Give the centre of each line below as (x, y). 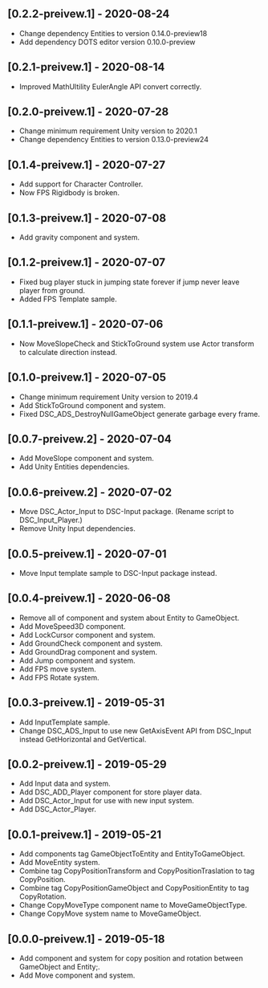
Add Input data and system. (65, 784)
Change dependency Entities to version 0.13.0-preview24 (114, 140)
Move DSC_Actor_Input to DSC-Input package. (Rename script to (126, 512)
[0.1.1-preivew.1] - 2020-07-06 (85, 324)
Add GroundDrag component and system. (88, 651)
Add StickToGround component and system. (92, 405)
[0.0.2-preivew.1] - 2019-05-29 (87, 764)
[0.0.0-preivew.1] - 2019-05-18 (86, 939)
